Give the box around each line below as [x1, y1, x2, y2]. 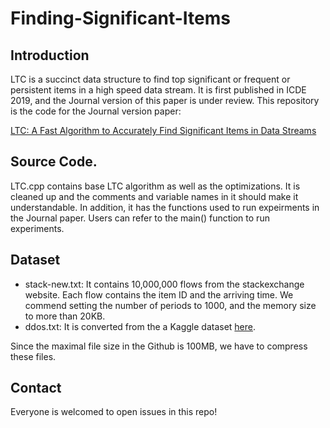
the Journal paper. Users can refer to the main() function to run [10, 212, 270, 224]
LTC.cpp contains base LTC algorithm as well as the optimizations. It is [10, 180, 301, 192]
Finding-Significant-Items [10, 7, 231, 30]
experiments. [10, 222, 65, 234]
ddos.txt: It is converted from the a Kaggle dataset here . [24, 320, 257, 332]
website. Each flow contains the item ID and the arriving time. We [24, 288, 294, 301]
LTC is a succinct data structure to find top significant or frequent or [10, 73, 291, 85]
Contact [10, 380, 62, 397]
